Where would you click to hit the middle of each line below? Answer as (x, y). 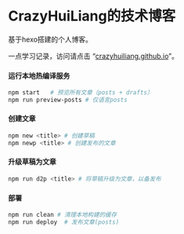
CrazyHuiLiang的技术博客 (92, 16)
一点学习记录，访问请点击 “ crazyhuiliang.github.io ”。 (93, 56)
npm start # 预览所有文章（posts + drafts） (81, 93)
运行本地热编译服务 (39, 75)
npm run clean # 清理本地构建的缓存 (63, 215)
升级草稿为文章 (32, 162)
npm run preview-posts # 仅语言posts (68, 100)
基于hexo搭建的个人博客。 (50, 39)
